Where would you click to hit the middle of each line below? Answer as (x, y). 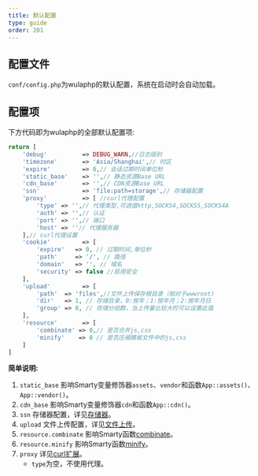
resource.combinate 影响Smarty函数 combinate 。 (98, 434)
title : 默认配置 (32, 15)
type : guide (28, 23)
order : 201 (26, 30)
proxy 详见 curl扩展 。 (53, 454)
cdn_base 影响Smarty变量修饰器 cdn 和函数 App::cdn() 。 (107, 405)
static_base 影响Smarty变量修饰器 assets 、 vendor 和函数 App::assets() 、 (137, 385)
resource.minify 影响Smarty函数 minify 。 (86, 444)
